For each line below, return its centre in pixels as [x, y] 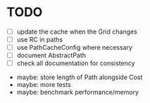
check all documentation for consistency [76, 63]
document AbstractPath [51, 55]
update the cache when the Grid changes [77, 32]
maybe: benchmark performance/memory [77, 92]
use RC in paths [40, 40]
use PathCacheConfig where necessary [75, 48]
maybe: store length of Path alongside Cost [80, 77]
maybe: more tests [44, 85]
